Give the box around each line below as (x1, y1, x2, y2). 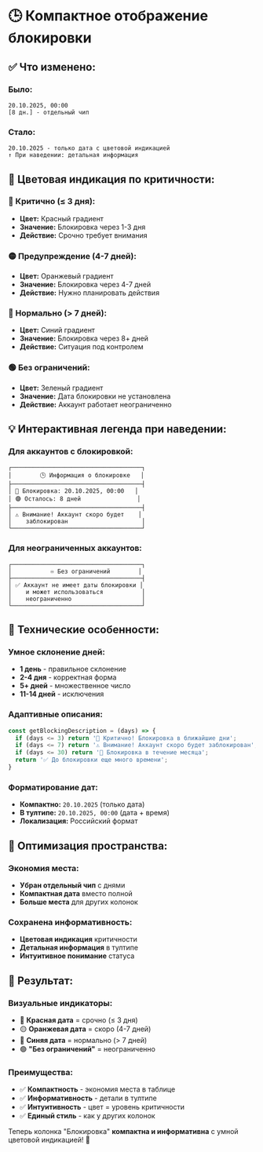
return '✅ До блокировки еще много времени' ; (15, 756, 169, 764)
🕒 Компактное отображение (8, 7, 209, 25)
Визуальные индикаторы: (8, 997, 113, 1008)
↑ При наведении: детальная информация (8, 151, 139, 159)
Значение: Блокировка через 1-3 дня (19, 222, 146, 231)
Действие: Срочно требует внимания (19, 230, 148, 240)
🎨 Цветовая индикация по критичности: (8, 173, 215, 186)
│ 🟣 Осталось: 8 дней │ (8, 495, 141, 503)
